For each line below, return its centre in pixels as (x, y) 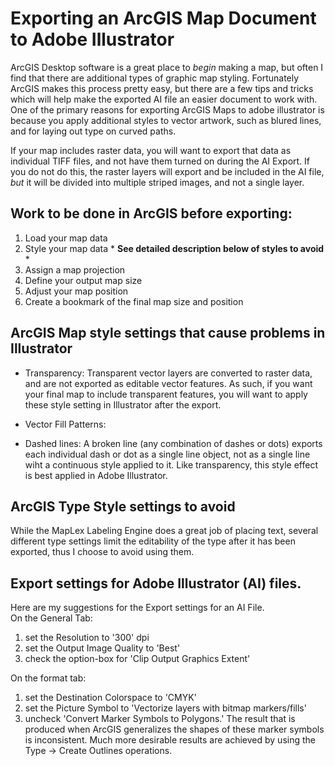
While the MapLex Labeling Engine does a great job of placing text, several (164, 531)
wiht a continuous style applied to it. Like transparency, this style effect (171, 464)
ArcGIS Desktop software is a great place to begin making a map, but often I (167, 67)
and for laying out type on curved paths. (93, 131)
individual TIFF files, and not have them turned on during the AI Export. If (160, 161)
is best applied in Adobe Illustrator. (96, 475)
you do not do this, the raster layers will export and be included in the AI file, (167, 171)
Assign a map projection (75, 269)
